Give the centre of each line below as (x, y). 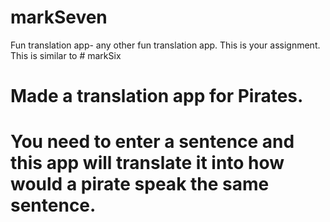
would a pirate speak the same (140, 184)
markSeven (59, 17)
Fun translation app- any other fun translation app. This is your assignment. (165, 45)
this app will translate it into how (147, 163)
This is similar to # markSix (66, 55)
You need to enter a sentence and (152, 142)
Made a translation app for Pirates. (157, 96)
